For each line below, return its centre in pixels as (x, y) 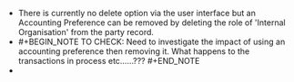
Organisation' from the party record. (86, 32)
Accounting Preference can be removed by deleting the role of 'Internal (152, 23)
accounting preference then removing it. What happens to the (134, 51)
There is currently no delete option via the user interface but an (137, 13)
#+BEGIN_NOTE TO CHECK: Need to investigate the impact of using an (152, 41)
